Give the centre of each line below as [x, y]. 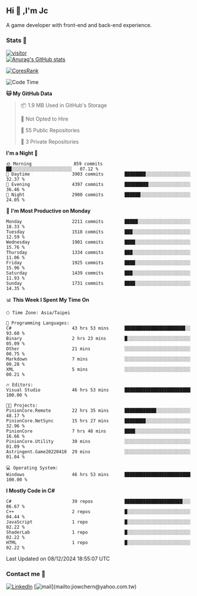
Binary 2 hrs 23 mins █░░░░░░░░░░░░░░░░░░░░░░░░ [98, 339]
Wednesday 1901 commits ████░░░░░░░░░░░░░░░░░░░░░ [98, 242]
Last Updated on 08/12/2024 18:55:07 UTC [58, 559]
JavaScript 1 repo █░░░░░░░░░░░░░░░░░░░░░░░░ [98, 522]
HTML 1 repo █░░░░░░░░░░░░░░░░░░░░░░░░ [98, 543]
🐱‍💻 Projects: [22, 406]
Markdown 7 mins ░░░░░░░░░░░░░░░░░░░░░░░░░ [98, 359]
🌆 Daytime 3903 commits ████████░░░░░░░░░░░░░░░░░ [98, 174]
